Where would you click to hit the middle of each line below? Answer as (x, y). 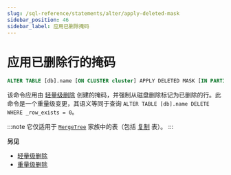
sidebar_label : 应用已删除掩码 (48, 26)
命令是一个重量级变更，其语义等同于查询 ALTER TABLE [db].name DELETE (108, 104)
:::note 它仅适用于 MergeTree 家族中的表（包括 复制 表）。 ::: (90, 127)
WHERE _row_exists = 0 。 (43, 112)
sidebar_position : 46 (38, 20)
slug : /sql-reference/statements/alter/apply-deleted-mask (93, 13)
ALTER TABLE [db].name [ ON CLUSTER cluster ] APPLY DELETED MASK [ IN (107, 81)
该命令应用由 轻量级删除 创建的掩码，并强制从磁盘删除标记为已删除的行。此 (114, 95)
